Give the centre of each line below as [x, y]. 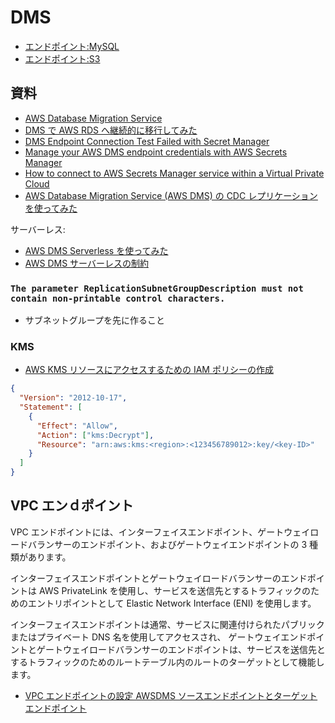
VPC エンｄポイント [72, 506]
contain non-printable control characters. [118, 298]
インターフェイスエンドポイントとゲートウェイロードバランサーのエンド [159, 578]
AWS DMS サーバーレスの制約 [86, 263]
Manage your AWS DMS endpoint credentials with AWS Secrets [156, 152]
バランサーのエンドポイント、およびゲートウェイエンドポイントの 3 [167, 544]
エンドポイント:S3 [62, 58]
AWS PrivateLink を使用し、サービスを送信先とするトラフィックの [175, 590]
